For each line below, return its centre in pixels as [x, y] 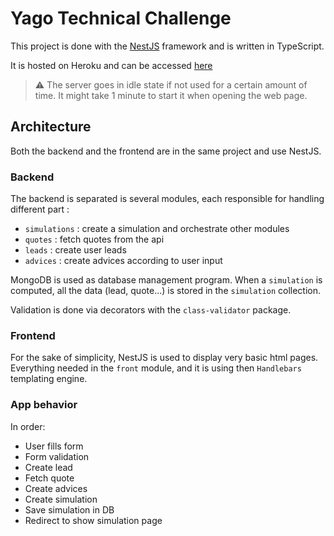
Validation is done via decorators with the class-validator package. [151, 310]
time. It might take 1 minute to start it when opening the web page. [171, 95]
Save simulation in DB [69, 509]
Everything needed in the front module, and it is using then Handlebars [156, 368]
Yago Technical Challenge [121, 18]
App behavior [44, 405]
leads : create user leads [75, 250]
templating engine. [49, 379]
